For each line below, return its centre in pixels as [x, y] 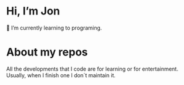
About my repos [47, 52]
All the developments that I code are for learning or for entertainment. [92, 69]
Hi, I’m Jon [33, 11]
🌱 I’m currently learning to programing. [54, 28]
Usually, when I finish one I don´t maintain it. [61, 75]
